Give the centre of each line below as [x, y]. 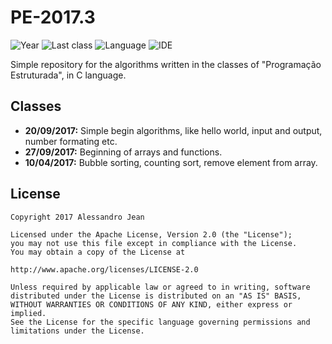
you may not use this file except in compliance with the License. [154, 243]
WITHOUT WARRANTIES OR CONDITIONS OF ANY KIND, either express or [151, 304]
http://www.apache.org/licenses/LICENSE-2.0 [104, 269]
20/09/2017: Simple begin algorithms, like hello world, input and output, [173, 130]
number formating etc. [71, 141]
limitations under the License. [77, 331]
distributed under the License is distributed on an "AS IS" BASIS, [156, 296]
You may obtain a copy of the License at [98, 252]
